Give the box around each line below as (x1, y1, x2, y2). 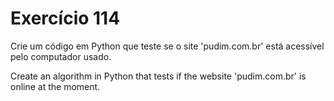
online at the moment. (10, 80, 101, 92)
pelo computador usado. (10, 50, 112, 62)
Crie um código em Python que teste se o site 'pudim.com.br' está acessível (10, 40, 325, 52)
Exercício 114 (10, 7, 121, 30)
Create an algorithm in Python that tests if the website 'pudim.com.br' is (10, 70, 307, 82)
